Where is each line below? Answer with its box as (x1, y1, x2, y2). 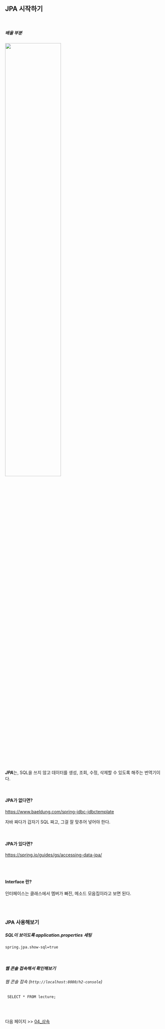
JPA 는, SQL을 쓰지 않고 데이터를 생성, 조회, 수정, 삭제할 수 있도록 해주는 (5, 769, 144, 775)
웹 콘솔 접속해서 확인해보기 (5, 965, 56, 971)
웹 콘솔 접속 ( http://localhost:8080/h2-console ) (5, 979, 102, 985)
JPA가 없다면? (5, 798, 33, 803)
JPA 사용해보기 (5, 919, 39, 926)
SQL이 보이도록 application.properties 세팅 (5, 932, 92, 938)
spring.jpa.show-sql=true (5, 945, 58, 950)
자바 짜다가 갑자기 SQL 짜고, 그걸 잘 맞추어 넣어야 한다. (5, 819, 111, 825)
